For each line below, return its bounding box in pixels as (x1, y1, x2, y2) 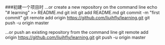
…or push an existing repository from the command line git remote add (5, 30, 149, 35)
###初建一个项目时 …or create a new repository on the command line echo (5, 4, 158, 10)
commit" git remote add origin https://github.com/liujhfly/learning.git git (5, 15, 150, 20)
